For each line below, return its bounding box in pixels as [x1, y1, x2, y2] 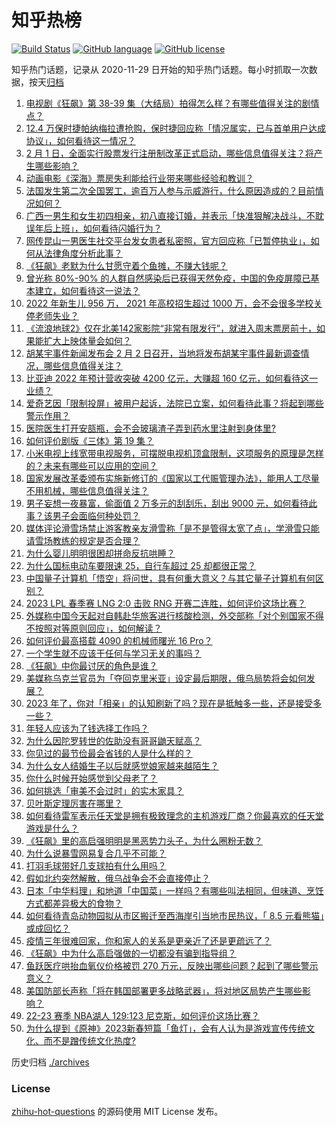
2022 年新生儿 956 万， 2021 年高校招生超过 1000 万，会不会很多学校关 [25, 297, 323, 309]
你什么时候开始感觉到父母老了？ [25, 772, 158, 784]
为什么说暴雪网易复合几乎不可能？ [25, 847, 167, 859]
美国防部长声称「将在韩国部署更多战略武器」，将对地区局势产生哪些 [25, 984, 303, 996]
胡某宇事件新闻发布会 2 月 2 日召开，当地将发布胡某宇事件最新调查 [25, 347, 301, 359]
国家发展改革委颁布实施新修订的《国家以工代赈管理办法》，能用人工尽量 [25, 472, 320, 484]
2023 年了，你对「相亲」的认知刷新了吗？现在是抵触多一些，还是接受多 [25, 697, 323, 709]
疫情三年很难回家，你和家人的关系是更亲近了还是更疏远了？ [25, 934, 272, 946]
